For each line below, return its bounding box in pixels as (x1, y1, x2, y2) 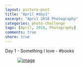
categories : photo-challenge (5, 21, 65, 26)
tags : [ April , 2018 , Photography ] (5, 25, 77, 30)
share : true (5, 35, 30, 40)
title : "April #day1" (5, 12, 50, 17)
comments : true (5, 30, 37, 35)
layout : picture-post (5, 7, 50, 12)
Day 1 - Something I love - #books (5, 47, 75, 54)
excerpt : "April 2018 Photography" (5, 16, 79, 21)
